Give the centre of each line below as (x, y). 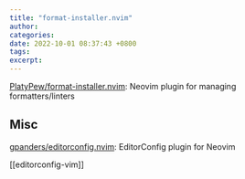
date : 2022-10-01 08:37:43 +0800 (73, 43)
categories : (32, 35)
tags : (20, 52)
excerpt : (26, 60)
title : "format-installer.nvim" (71, 18)
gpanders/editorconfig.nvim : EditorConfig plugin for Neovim (122, 146)
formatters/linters (42, 96)
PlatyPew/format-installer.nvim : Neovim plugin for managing (123, 86)
